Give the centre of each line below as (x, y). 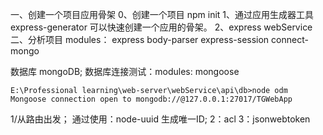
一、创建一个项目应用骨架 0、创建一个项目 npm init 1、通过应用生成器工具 (162, 14)
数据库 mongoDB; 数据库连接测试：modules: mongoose (125, 71)
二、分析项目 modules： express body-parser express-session (140, 39)
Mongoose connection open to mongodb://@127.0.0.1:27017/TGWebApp (151, 99)
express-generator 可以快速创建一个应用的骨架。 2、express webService (161, 27)
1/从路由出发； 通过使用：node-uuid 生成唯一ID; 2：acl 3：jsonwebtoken (160, 119)
